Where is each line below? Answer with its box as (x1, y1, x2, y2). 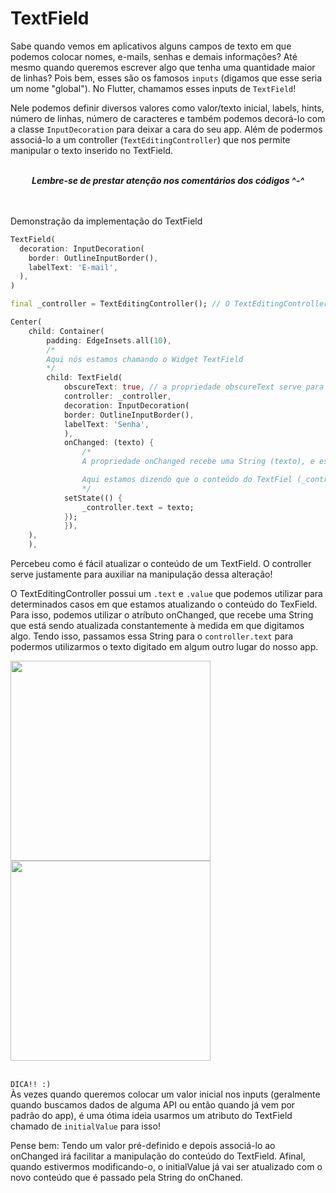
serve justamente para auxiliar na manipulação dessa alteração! (10, 568, 273, 581)
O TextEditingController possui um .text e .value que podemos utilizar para (10, 588, 323, 600)
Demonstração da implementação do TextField (10, 215, 203, 227)
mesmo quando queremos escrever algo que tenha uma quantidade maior (10, 61, 316, 73)
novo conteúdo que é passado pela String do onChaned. (10, 1172, 243, 1184)
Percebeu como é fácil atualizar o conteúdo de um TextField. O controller (10, 558, 312, 570)
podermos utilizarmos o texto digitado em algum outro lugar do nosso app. (10, 641, 319, 653)
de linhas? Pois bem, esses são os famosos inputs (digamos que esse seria (10, 72, 323, 84)
